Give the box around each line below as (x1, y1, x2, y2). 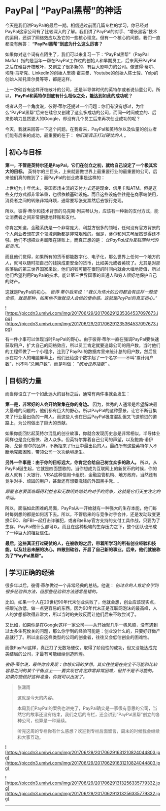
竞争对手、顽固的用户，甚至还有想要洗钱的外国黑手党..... (5, 478, 120, 484)
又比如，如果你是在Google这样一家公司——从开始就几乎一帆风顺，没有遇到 (5, 622, 158, 628)
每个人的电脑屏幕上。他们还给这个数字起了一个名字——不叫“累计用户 (13, 354, 154, 360)
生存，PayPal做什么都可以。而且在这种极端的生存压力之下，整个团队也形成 (5, 523, 157, 529)
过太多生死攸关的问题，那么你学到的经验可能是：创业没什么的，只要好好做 (5, 628, 156, 634)
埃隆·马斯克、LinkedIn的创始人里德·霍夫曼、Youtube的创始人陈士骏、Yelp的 (5, 70, 159, 76)
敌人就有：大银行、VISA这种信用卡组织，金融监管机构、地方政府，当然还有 (5, 471, 158, 477)
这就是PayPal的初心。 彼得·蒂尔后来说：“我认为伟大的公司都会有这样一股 (5, 289, 153, 295)
